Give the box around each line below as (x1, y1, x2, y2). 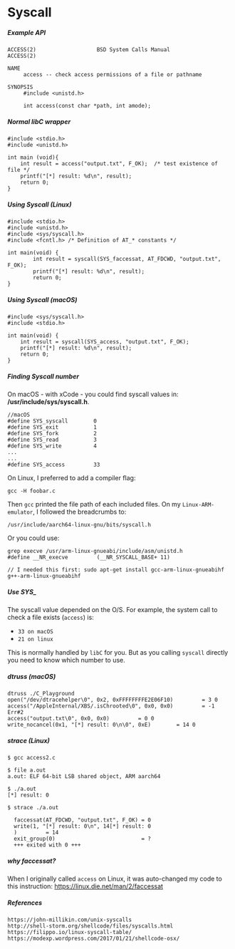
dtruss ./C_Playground (7, 690, 75, 697)
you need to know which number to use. (7, 656, 126, 664)
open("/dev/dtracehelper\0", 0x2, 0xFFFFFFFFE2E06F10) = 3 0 (7, 696, 219, 703)
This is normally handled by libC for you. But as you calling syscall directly (7, 648, 229, 656)
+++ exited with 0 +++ (14, 841, 81, 849)
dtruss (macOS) (7, 672, 56, 680)
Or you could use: (7, 534, 60, 542)
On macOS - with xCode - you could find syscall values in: (7, 390, 179, 399)
